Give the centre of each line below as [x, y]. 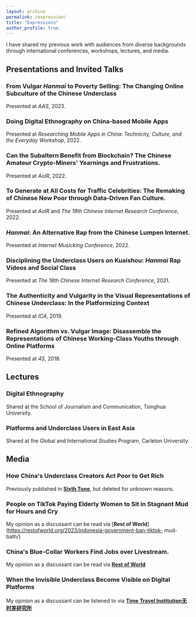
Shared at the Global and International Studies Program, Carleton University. [98, 441]
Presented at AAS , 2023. [36, 106]
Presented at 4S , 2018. [33, 359]
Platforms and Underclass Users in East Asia [71, 428]
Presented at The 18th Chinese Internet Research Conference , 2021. [88, 281]
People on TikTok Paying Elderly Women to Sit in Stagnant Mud [97, 504]
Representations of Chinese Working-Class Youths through [92, 338]
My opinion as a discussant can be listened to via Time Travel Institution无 [97, 601]
